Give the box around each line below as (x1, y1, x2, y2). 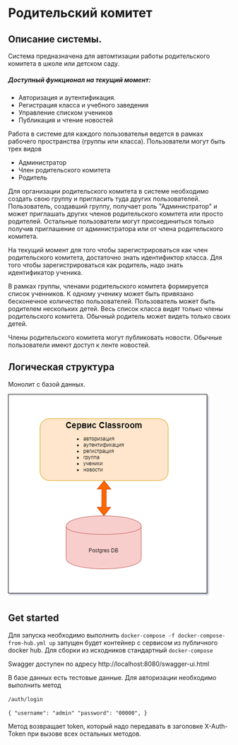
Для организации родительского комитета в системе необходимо (8, 187, 209, 195)
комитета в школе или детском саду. (8, 59, 120, 68)
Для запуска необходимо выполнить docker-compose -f (8, 630, 175, 639)
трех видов (8, 144, 42, 153)
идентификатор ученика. (8, 268, 83, 276)
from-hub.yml (8, 640, 47, 647)
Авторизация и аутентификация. (18, 93, 116, 102)
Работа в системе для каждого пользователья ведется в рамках (8, 129, 203, 138)
